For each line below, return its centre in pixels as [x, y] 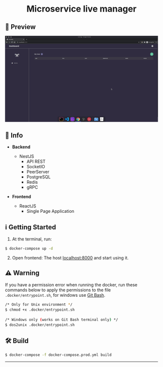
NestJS [27, 157]
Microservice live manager [81, 9]
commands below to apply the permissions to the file [58, 290]
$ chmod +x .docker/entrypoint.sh [40, 310]
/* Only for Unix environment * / [39, 304]
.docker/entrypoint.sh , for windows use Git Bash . [55, 295]
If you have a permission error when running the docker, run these [71, 285]
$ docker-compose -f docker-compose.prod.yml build [58, 355]
